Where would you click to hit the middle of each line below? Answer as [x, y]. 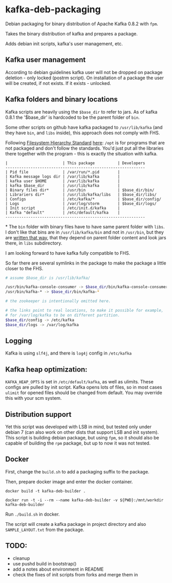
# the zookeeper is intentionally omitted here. [58, 301]
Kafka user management [46, 60]
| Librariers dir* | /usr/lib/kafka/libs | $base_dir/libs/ [81, 195]
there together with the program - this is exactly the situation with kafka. [81, 153]
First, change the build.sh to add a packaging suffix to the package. [77, 471]
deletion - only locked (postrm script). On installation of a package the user [85, 78]
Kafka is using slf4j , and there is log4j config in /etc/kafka [69, 353]
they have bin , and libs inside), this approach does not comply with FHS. [83, 133]
